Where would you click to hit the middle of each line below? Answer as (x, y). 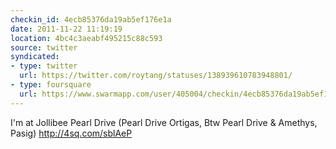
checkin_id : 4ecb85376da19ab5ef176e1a (91, 19)
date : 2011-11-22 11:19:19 (66, 29)
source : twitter (44, 47)
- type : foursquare (51, 85)
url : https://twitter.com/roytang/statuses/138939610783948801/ (156, 76)
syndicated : (35, 57)
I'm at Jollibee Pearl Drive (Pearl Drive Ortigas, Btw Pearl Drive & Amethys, (164, 122)
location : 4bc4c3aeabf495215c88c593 (86, 38)
